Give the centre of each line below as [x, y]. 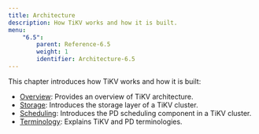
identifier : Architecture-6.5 [86, 60]
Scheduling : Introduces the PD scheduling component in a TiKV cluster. [135, 113]
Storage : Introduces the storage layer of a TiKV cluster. [109, 105]
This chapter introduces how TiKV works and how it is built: [105, 81]
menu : [17, 30]
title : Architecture [42, 15]
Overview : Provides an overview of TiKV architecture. [106, 96]
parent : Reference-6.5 [74, 45]
